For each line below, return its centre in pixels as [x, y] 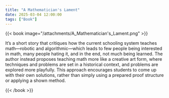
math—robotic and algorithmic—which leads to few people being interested [84, 49]
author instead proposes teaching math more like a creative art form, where [84, 59]
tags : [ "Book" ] [21, 19]
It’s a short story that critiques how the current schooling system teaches [81, 43]
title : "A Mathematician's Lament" [43, 10]
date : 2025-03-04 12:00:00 [34, 15]
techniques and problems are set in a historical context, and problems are [82, 65]
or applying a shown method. [36, 80]
